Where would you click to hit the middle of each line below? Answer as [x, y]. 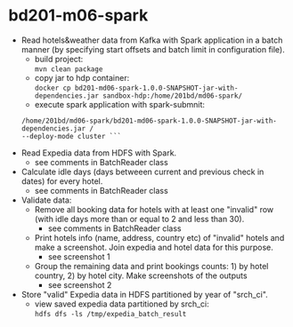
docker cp [53, 88]
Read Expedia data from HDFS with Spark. [99, 153]
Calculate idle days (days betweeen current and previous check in [142, 171]
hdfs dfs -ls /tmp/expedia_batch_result [110, 314]
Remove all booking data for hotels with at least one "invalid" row [154, 209]
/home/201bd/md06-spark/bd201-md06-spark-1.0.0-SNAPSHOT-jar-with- [149, 121]
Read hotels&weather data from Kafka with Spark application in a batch [152, 40]
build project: [59, 59]
